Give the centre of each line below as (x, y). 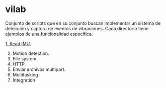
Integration (24, 80)
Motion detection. (31, 53)
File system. (25, 58)
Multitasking (25, 74)
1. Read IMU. (18, 43)
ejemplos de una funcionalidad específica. (49, 34)
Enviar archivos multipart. (39, 69)
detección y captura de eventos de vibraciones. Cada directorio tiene (77, 28)
